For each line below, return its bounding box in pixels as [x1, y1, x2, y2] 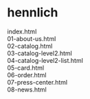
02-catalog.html [7, 42, 53, 50]
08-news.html [7, 85, 47, 94]
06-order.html [7, 70, 47, 79]
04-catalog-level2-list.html [7, 56, 84, 64]
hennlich [7, 5, 58, 20]
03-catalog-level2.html [7, 49, 72, 57]
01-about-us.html [7, 34, 56, 42]
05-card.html [7, 63, 45, 72]
